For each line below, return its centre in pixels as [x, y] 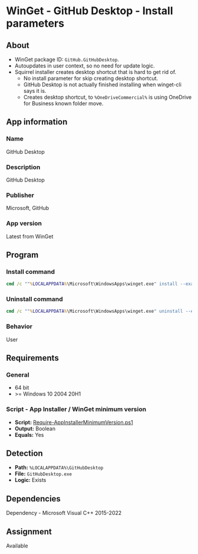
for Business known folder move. [63, 103]
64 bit [22, 388]
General [18, 375]
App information [37, 122]
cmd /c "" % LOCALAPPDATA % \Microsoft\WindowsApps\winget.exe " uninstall [95, 312]
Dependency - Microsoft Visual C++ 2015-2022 [64, 513]
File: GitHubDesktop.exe [43, 474]
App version [24, 223]
